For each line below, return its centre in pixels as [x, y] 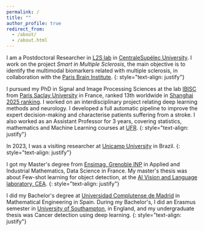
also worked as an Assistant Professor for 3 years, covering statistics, [94, 121]
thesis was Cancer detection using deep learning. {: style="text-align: [94, 215]
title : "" [19, 18]
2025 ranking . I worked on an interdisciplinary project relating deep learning [102, 102]
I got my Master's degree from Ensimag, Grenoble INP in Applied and [93, 164]
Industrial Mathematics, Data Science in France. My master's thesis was [97, 171]
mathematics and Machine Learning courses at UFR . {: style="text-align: [97, 128]
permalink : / [23, 12]
